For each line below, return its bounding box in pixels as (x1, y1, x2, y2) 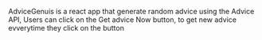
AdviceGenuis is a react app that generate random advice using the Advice (8, 7, 255, 16)
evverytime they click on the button (8, 24, 125, 32)
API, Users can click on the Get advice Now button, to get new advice (8, 15, 237, 24)
